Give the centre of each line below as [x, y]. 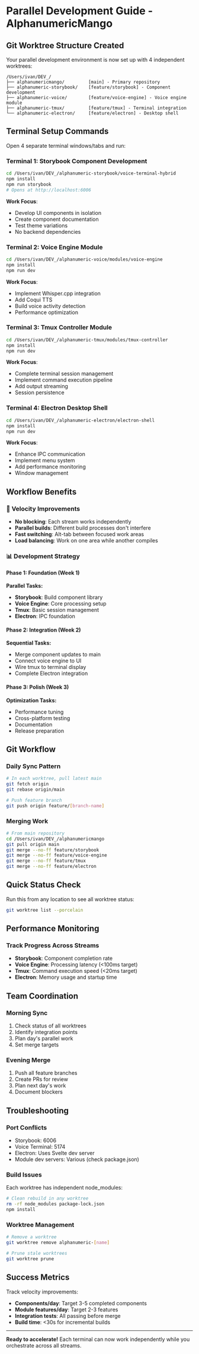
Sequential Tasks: [29, 643]
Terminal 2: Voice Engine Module [54, 247]
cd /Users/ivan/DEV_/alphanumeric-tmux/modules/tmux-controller [87, 340]
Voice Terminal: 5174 [40, 1147]
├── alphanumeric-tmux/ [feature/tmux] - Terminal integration [96, 108]
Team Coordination [42, 996]
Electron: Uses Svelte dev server [54, 1153]
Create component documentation [57, 219]
